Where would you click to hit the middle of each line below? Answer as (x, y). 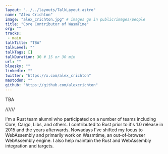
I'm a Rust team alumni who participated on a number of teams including (81, 119)
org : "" (13, 29)
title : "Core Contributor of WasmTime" (47, 24)
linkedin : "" (19, 71)
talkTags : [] (19, 52)
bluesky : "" (18, 66)
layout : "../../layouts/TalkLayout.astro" (50, 10)
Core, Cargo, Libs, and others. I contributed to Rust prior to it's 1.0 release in (84, 124)
